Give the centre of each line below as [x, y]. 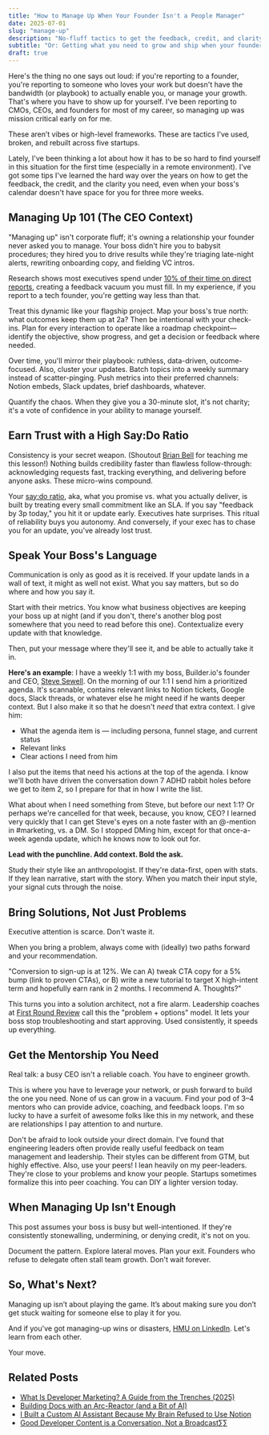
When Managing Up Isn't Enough [92, 1207]
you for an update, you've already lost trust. [80, 530]
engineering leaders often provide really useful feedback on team [116, 1148]
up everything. [32, 1030]
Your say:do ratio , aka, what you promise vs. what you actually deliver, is [128, 496]
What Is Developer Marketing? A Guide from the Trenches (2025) [127, 1397]
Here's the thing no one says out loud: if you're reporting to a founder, [124, 76]
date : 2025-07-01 [37, 23]
